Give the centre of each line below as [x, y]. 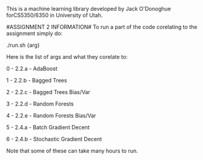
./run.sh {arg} [23, 45]
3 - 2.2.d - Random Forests [40, 104]
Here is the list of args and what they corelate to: [67, 57]
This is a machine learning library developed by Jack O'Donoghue [89, 9]
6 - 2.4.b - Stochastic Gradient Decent [54, 139]
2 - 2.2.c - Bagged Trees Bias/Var [48, 92]
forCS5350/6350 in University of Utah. [55, 15]
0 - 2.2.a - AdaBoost [32, 68]
